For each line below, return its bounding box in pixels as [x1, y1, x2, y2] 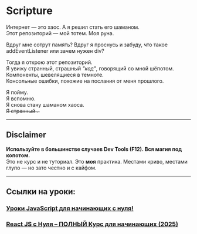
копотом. [6, 151, 30, 159]
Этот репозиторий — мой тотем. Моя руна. [6, 29, 114, 36]
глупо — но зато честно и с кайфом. [6, 164, 97, 171]
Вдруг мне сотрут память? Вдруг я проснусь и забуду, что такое [6, 41, 168, 48]
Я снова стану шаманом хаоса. [6, 101, 84, 108]
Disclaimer [6, 130, 46, 140]
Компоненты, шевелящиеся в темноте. [6, 71, 104, 78]
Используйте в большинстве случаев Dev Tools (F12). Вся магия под [6, 145, 182, 152]
